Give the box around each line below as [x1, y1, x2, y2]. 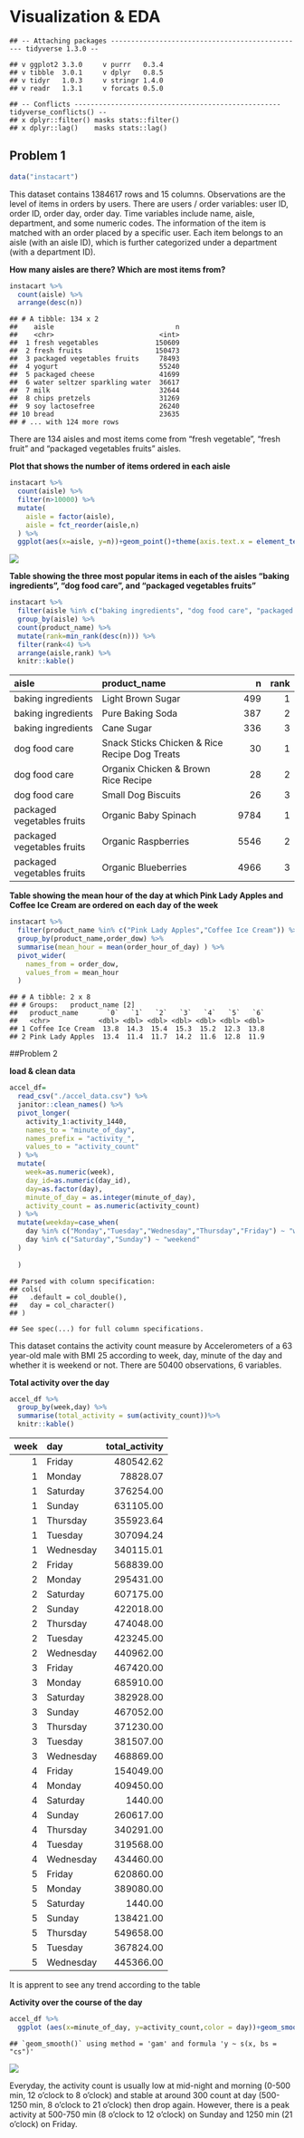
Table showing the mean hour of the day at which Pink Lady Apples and [9, 890, 283, 901]
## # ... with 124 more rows [9, 418, 119, 427]
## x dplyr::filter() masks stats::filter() [9, 115, 180, 124]
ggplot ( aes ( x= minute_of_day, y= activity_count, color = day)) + [17, 2023, 261, 2032]
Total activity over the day [9, 1377, 110, 1388]
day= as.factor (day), [25, 1185, 103, 1194]
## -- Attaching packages [9, 36, 107, 45]
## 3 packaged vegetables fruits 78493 [9, 354, 180, 363]
